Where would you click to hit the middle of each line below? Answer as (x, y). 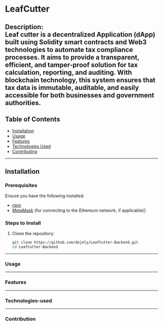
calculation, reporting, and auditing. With (69, 72)
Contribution (20, 319)
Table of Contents (33, 119)
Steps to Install (23, 223)
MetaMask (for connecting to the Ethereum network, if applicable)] (79, 210)
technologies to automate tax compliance (69, 50)
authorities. (23, 103)
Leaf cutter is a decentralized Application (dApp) (80, 34)
